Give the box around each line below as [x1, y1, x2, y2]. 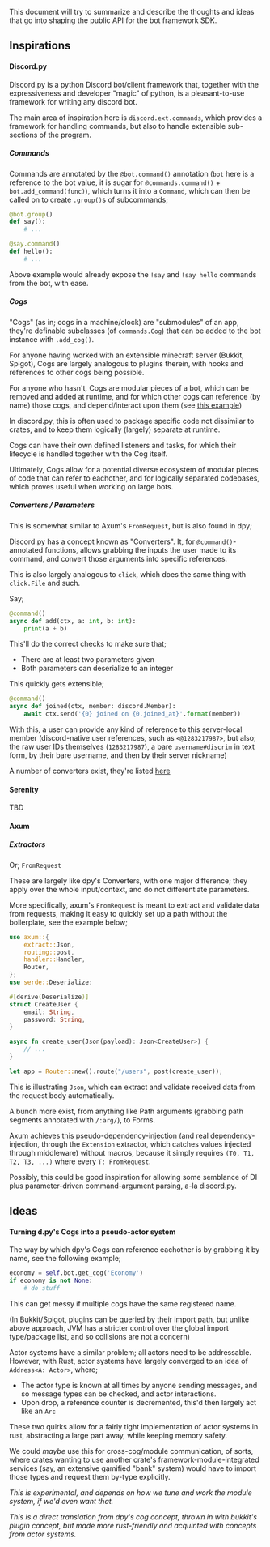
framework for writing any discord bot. [9, 96, 138, 106]
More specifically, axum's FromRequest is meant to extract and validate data [9, 900, 259, 910]
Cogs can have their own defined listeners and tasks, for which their [9, 440, 237, 450]
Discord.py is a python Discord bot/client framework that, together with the [9, 79, 259, 89]
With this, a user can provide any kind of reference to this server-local [9, 724, 243, 734]
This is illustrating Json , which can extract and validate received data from [9, 1082, 255, 1092]
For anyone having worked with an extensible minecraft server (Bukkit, [9, 350, 245, 360]
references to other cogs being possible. [9, 367, 145, 377]
